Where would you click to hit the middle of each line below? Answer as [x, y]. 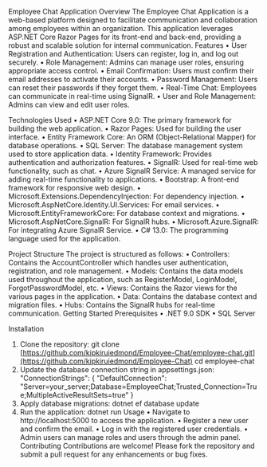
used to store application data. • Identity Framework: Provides [110, 154]
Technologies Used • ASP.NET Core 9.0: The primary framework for [120, 120]
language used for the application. [65, 239]
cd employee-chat [224, 361]
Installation [26, 329]
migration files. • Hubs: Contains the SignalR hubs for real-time [112, 305]
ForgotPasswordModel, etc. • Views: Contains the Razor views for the [123, 288]
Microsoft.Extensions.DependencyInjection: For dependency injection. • [127, 196]
